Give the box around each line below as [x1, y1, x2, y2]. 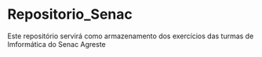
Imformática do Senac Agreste [7, 39, 107, 48]
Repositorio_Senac [7, 5, 133, 23]
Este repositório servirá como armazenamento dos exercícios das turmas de [7, 31, 254, 41]
